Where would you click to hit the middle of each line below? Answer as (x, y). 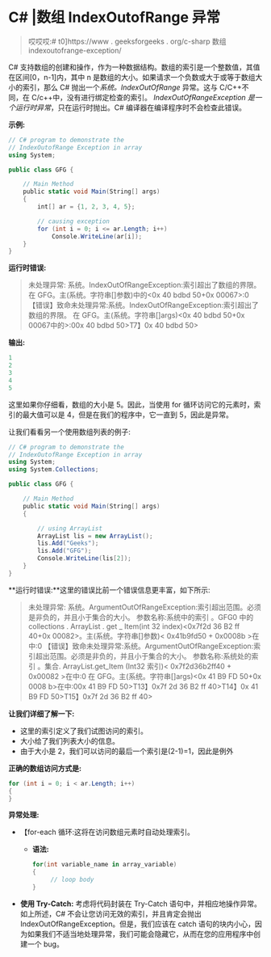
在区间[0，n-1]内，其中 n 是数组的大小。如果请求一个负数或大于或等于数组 (132, 77)
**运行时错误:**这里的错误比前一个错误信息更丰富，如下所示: (110, 590)
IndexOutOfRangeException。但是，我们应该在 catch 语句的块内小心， (138, 924)
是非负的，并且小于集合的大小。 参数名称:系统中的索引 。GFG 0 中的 (141, 617)
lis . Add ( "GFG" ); (65, 551)
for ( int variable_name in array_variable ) (104, 865)
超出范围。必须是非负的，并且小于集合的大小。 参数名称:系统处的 (143, 656)
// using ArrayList (70, 528)
